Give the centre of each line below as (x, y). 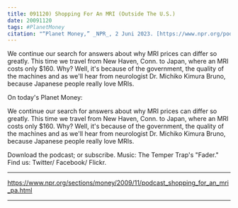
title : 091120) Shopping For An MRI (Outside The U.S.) (91, 14)
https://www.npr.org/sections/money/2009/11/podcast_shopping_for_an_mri (118, 183)
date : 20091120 (30, 21)
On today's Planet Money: (45, 98)
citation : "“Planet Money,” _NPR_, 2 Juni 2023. (80, 34)
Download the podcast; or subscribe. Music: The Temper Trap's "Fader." (113, 155)
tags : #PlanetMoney (36, 27)
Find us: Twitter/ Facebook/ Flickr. (57, 163)
